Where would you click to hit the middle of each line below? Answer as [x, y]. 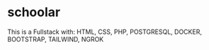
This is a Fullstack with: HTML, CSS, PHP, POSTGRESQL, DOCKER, [104, 32]
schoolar [34, 12]
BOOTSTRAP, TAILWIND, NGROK [56, 39]
